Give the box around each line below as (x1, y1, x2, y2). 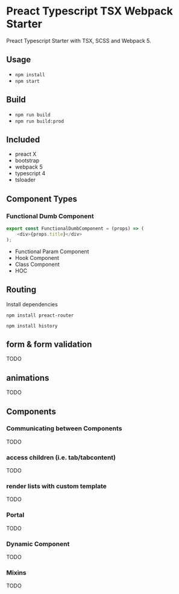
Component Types (6, 193, 77, 204)
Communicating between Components (6, 424, 122, 433)
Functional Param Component (14, 248, 89, 255)
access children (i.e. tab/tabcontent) (6, 453, 116, 462)
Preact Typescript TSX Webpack (6, 4, 174, 18)
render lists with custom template (6, 482, 107, 491)
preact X (14, 150, 37, 158)
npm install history (6, 323, 58, 329)
